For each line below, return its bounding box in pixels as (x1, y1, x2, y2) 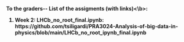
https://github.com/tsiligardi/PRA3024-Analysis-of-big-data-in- (14, 23, 179, 30)
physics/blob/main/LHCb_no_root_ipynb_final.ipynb (14, 29, 147, 36)
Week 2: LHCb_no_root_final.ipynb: (14, 17, 104, 23)
